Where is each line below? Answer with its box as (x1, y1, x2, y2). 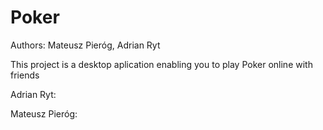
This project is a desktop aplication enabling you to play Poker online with (10, 58, 313, 70)
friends (10, 69, 40, 81)
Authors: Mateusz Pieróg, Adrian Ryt (10, 39, 161, 51)
